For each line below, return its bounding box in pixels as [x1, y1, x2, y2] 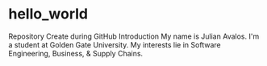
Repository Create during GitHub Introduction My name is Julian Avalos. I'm [8, 31, 260, 41]
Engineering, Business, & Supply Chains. [8, 48, 144, 58]
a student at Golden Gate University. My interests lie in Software [8, 39, 221, 49]
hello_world [8, 5, 89, 23]
